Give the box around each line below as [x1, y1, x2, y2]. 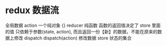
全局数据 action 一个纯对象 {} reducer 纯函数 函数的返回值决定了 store [5, 22, 151, 28]
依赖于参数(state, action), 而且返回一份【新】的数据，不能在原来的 [19, 28, 158, 34]
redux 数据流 [5, 5, 59, 16]
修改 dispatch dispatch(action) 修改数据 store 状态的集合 [14, 35, 132, 41]
